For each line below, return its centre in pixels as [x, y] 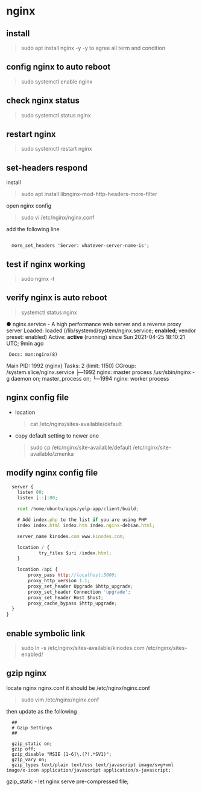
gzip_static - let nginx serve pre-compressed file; [68, 781]
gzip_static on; [32, 743]
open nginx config [29, 206]
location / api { [38, 569]
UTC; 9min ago [25, 343]
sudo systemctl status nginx [56, 115]
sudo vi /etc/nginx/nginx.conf [58, 218]
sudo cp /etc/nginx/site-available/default [80, 447]
